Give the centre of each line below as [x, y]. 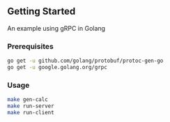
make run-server [31, 106]
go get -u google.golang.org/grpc [57, 67]
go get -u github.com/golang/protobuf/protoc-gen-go [85, 61]
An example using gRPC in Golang [56, 28]
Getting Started [41, 12]
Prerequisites [30, 46]
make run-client [31, 112]
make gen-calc [28, 100]
